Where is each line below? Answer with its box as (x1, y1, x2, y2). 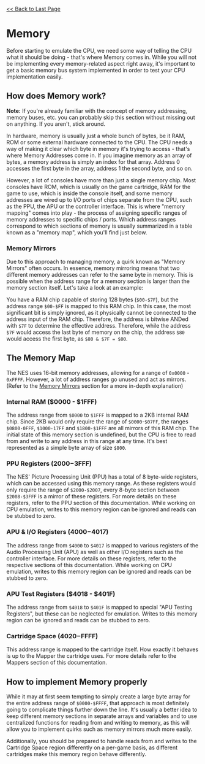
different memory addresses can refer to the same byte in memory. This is (6, 271, 194, 279)
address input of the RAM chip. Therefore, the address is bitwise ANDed (6, 315, 188, 323)
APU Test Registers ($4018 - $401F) (6, 589, 116, 598)
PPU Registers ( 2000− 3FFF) (6, 460, 92, 468)
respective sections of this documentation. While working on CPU (6, 561, 173, 568)
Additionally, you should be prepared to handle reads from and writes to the (6, 738, 197, 745)
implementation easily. (6, 73, 63, 80)
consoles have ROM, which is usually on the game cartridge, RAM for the (6, 183, 191, 190)
